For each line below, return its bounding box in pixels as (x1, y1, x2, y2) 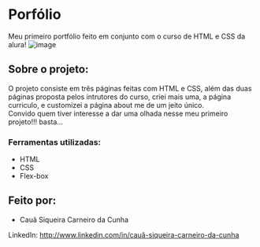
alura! (8, 39, 27, 49)
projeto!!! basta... (8, 116, 63, 127)
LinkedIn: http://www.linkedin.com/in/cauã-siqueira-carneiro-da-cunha (8, 230, 240, 239)
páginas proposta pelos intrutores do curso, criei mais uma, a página (8, 92, 232, 101)
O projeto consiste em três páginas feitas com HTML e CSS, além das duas (8, 83, 252, 93)
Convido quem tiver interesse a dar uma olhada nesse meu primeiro (8, 109, 228, 118)
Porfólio (8, 6, 61, 24)
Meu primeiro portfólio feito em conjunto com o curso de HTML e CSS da (8, 31, 246, 41)
